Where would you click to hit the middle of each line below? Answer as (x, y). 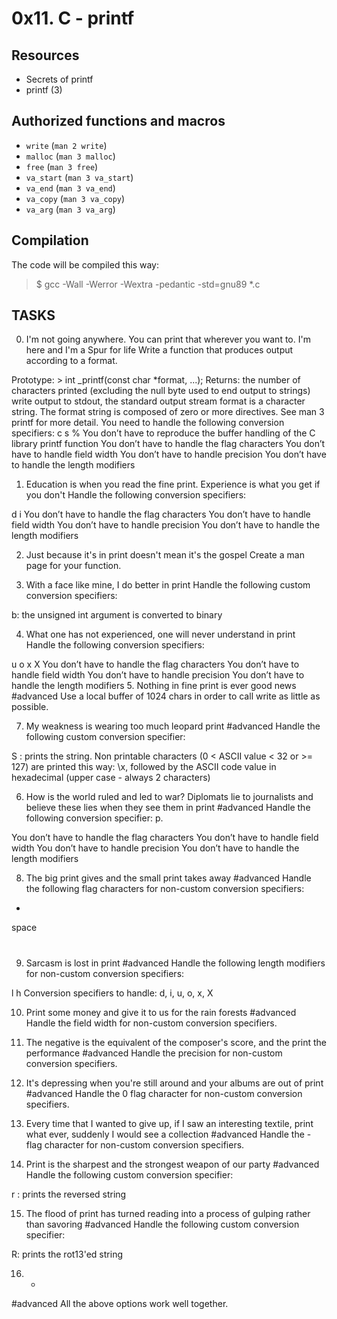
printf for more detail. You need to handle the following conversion (148, 423)
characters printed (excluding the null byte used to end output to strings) (161, 391)
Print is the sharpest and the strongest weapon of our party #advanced (172, 1164)
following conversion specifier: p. (94, 818)
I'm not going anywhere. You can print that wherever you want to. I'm (168, 339)
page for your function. (73, 566)
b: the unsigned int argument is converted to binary (117, 615)
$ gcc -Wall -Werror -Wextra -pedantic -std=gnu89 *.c (148, 284)
